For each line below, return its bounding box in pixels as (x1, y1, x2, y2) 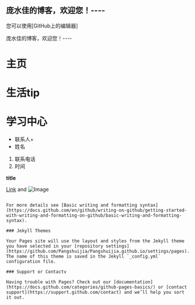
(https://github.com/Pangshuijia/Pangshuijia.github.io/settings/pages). (6, 248, 190, 255)
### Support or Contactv (6, 269, 67, 275)
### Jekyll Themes (6, 228, 51, 234)
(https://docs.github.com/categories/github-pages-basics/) (6, 285, 156, 290)
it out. (6, 294, 25, 300)
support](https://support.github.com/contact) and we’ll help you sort (6, 289, 184, 296)
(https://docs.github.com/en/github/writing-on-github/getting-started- (6, 207, 187, 214)
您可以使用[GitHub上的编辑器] (6, 22, 78, 29)
